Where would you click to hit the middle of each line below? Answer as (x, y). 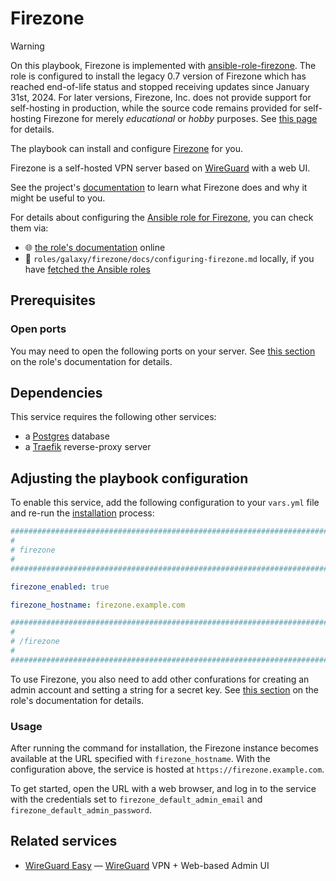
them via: (29, 228)
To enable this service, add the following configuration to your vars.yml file (165, 503)
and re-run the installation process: (82, 513)
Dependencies (56, 393)
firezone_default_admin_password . (81, 810)
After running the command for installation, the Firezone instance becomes (164, 748)
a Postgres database (67, 436)
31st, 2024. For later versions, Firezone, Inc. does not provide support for (161, 97)
